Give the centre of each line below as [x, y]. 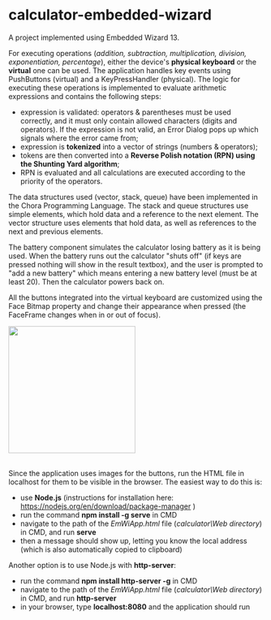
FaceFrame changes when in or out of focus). [84, 314]
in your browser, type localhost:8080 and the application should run [135, 606]
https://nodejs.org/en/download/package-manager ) [108, 506]
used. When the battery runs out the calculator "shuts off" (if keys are [125, 256]
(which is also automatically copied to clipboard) [101, 549]
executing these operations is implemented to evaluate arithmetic [118, 88]
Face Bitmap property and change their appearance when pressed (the [127, 306]
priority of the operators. [61, 181]
